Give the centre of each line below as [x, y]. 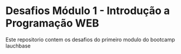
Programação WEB [52, 23]
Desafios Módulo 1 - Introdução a [88, 11]
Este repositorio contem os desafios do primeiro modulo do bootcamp [90, 39]
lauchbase [18, 46]
